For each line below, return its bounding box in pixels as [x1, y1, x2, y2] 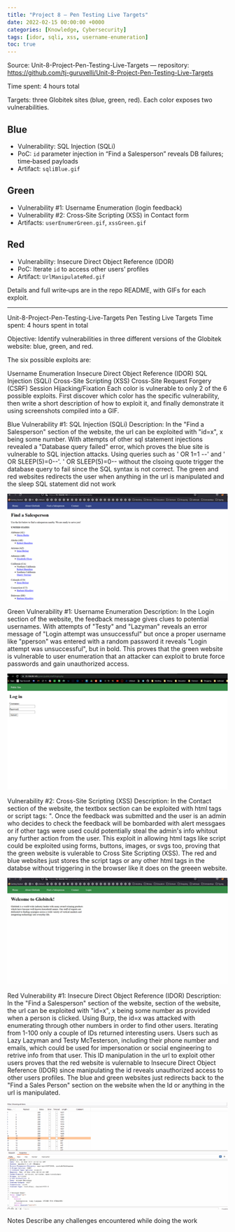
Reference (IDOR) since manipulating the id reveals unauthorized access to [7, 1066, 224, 1075]
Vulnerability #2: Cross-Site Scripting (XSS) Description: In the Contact [7, 796, 212, 805]
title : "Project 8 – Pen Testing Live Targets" [7, 11, 149, 18]
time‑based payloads [17, 156, 78, 165]
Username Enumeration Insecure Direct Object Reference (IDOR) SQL [7, 369, 208, 377]
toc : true [7, 41, 36, 48]
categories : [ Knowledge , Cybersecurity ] [7, 26, 127, 33]
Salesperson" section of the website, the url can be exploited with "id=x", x [7, 427, 224, 436]
